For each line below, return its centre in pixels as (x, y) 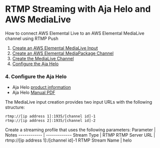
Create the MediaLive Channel (43, 58)
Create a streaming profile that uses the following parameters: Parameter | (80, 130)
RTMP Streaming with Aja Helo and (78, 9)
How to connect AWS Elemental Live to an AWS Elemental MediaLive (75, 33)
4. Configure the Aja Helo (36, 76)
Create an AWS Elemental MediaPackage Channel (63, 53)
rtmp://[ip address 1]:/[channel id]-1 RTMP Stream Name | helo (68, 140)
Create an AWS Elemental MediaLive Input (55, 48)
